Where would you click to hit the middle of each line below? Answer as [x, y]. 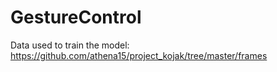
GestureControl [76, 17]
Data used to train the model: [70, 45]
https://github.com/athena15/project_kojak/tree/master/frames [139, 55]
